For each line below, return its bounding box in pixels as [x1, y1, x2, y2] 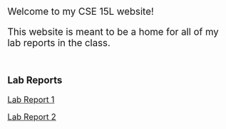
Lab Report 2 [7, 112, 56, 122]
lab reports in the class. [7, 37, 111, 49]
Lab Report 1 [7, 95, 55, 105]
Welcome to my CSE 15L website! [7, 6, 155, 17]
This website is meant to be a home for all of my [7, 26, 219, 38]
